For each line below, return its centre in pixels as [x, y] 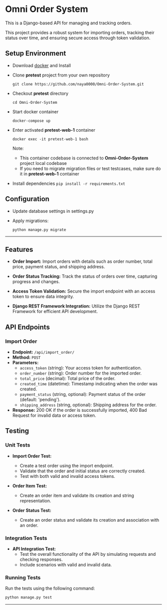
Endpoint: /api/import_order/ [43, 352]
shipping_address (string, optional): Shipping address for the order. [88, 405]
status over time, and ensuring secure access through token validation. [78, 38]
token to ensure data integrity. [43, 297]
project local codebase [43, 163]
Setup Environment [36, 53]
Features [19, 249]
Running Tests [23, 577]
